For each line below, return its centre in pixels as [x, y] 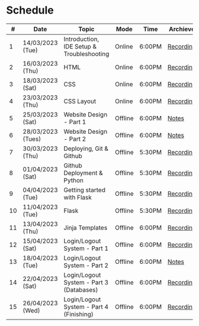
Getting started [84, 190]
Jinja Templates [86, 227]
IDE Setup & [80, 46]
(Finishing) [78, 314]
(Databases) [81, 289]
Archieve [182, 29]
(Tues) [32, 138]
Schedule [30, 10]
